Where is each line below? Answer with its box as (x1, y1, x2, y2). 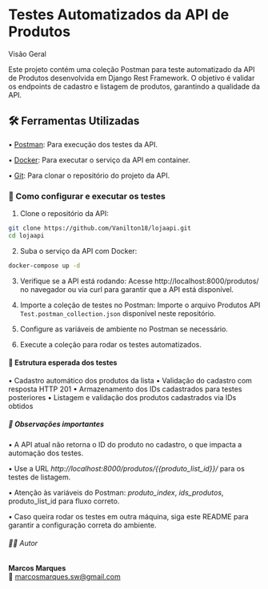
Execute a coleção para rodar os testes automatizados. (19, 339, 202, 349)
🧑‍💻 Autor (8, 539, 38, 548)
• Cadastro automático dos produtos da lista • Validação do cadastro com (8, 375, 252, 385)
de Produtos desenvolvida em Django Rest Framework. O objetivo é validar (8, 73, 255, 82)
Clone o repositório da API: (19, 209, 110, 218)
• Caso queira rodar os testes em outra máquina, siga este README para (8, 511, 250, 521)
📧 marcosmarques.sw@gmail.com (8, 572, 122, 582)
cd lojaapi (8, 231, 45, 239)
